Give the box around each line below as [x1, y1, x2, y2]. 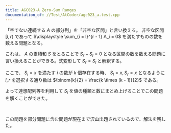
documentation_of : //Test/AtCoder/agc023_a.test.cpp [5, 12, 120, 17]
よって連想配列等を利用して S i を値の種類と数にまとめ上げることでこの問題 [5, 87, 163, 95]
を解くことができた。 [5, 95, 50, 101]
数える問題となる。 [5, 39, 46, 46]
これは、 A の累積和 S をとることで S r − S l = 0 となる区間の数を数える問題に [5, 51, 166, 58]
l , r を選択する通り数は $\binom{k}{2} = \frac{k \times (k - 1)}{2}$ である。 [5, 77, 161, 83]
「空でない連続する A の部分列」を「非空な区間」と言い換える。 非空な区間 [5, 27, 164, 33]
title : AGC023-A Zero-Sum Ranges [5, 7, 77, 13]
